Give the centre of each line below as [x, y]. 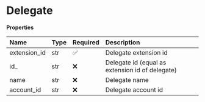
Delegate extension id [136, 52]
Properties [20, 27]
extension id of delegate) [141, 70]
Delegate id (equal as [136, 63]
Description [123, 42]
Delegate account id [134, 90]
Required [86, 42]
